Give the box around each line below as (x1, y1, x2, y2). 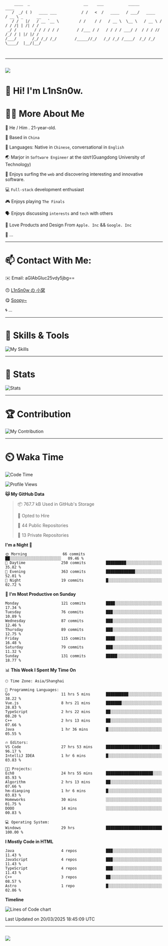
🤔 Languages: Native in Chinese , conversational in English (5, 144, 124, 150)
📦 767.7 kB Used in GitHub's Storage (17, 501, 94, 507)
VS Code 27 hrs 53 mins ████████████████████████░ (5, 745, 162, 750)
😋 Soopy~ (5, 297, 27, 303)
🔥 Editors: (5, 740, 28, 745)
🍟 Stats (5, 368, 35, 380)
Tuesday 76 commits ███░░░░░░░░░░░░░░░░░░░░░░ (5, 610, 162, 615)
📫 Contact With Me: (5, 254, 91, 266)
